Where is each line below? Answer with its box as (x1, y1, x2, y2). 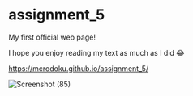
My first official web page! (8, 32, 96, 42)
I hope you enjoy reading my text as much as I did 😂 (8, 48, 185, 57)
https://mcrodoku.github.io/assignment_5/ (8, 63, 148, 73)
